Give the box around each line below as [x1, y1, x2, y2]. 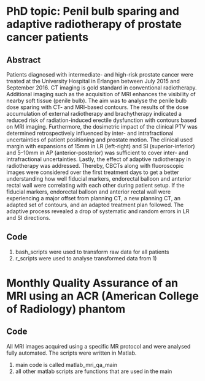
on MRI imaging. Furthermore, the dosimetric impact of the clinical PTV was [6, 123, 198, 130]
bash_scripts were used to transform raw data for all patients [15, 248, 169, 255]
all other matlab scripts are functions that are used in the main [15, 368, 172, 375]
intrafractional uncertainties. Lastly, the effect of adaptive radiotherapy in [6, 156, 191, 163]
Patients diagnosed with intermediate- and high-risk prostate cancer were [6, 71, 193, 78]
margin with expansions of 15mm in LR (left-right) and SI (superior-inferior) [6, 143, 195, 149]
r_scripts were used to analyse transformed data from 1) [15, 254, 157, 262]
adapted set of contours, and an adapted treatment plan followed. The [6, 201, 184, 208]
